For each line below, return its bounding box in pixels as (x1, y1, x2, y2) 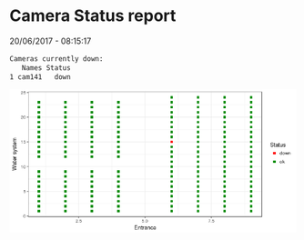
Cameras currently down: (9, 54, 104, 64)
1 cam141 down (9, 72, 71, 82)
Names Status (21, 63, 71, 73)
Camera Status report (9, 5, 177, 26)
